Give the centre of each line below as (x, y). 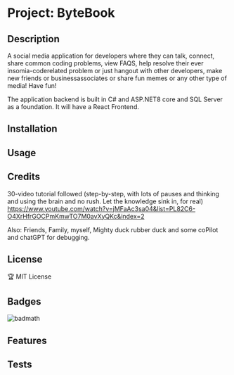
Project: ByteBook (61, 13)
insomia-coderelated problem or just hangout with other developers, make (115, 71)
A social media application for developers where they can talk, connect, (111, 56)
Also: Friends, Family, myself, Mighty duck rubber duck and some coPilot (113, 229)
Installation (32, 129)
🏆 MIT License (30, 277)
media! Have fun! (32, 85)
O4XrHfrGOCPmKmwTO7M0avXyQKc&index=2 (76, 216)
